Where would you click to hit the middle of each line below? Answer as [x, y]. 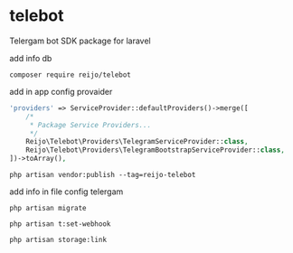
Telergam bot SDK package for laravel [80, 41]
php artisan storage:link [58, 240]
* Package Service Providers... [90, 125]
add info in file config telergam [66, 192]
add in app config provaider [61, 91]
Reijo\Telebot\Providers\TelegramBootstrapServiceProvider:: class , [155, 150]
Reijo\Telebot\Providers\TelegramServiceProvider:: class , [137, 142]
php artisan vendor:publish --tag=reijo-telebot [103, 175]
